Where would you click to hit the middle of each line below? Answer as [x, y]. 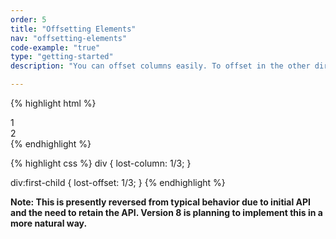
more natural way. [49, 223]
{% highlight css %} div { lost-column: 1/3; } [101, 163]
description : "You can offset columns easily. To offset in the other [160, 66]
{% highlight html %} [53, 103]
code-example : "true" [55, 47]
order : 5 [28, 19]
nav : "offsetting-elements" [69, 38]
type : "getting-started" [62, 57]
